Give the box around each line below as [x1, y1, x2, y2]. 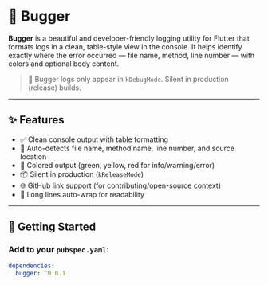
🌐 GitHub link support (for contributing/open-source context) [19, 181, 222, 190]
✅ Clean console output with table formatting [19, 135, 169, 144]
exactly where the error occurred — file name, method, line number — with [8, 50, 255, 60]
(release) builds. [27, 83, 81, 92]
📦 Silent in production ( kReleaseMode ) [19, 169, 144, 178]
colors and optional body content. [8, 59, 120, 68]
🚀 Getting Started [8, 221, 97, 234]
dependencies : [8, 262, 56, 270]
